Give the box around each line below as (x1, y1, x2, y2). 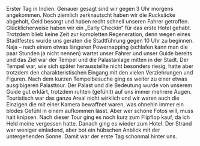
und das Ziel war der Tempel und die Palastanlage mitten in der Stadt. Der (6, 56, 189, 63)
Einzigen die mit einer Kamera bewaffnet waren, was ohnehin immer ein (6, 101, 184, 108)
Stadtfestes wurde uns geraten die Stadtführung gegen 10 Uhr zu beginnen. (6, 37, 194, 44)
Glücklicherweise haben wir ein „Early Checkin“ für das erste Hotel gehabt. (6, 24, 192, 31)
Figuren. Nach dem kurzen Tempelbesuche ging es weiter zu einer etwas (6, 75, 187, 82)
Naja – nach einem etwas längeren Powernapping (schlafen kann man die (6, 43, 188, 50)
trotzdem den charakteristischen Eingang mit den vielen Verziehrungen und (6, 69, 193, 76)
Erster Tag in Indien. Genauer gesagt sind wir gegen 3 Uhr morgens (6, 5, 174, 12)
